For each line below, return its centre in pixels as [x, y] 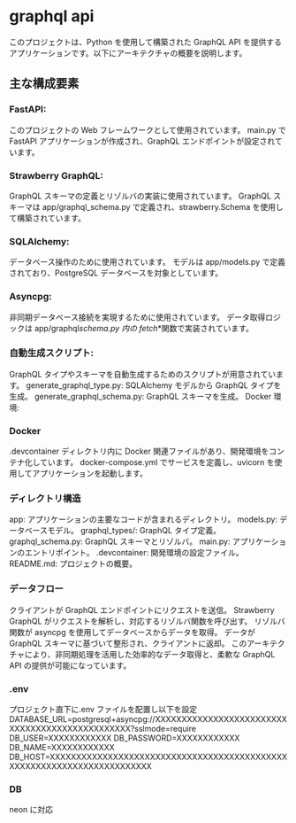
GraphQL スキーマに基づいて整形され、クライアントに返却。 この [128, 643]
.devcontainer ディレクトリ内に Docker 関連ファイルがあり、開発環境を [139, 451]
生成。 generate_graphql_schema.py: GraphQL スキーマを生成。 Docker [140, 396]
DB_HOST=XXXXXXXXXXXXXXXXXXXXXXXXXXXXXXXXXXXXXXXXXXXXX [148, 757]
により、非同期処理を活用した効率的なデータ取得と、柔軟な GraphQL [150, 654]
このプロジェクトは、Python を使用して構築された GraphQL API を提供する [146, 42]
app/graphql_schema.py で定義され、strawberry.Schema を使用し [163, 206]
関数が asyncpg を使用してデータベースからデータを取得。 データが [133, 632]
